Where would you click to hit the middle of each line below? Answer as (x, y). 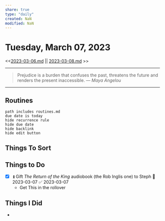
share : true (17, 10)
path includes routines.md (33, 112)
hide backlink (20, 129)
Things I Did (24, 203)
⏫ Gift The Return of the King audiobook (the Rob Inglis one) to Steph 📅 (84, 176)
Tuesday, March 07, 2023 (58, 48)
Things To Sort (28, 148)
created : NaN (18, 19)
